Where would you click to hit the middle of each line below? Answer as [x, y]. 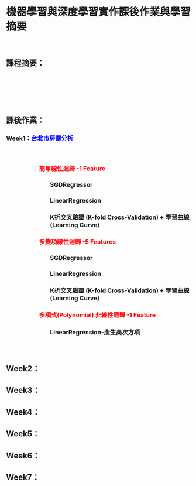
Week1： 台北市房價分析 [40, 138]
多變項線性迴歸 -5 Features [77, 242]
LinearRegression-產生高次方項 [95, 332]
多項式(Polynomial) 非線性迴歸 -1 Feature [97, 315]
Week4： [23, 412]
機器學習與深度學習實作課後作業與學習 [99, 12]
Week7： [23, 477]
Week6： [23, 455]
